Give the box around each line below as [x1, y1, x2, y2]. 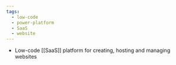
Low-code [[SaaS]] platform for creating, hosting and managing [14, 47, 171, 54]
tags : [6, 8, 20, 15]
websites [14, 53, 37, 60]
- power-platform [11, 19, 55, 25]
